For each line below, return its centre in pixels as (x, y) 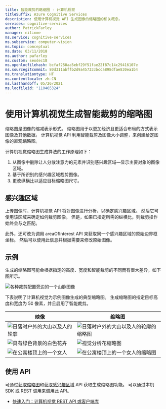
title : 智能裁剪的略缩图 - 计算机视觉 (40, 10)
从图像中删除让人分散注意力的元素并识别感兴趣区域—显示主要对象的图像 (86, 162)
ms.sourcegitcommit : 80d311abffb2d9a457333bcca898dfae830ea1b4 (72, 70)
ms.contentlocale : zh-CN (31, 79)
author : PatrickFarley (28, 28)
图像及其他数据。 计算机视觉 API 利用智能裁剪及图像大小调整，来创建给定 (80, 135)
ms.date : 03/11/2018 (26, 51)
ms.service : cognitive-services (38, 38)
